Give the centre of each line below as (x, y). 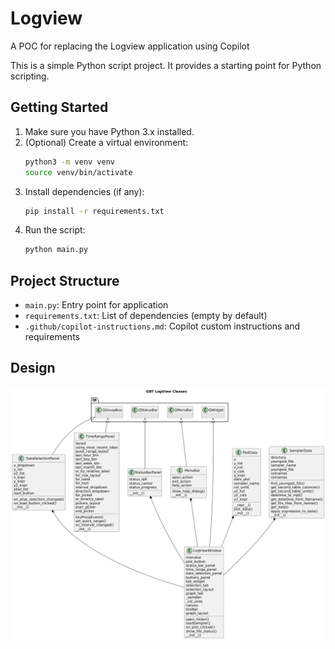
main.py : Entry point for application (96, 305)
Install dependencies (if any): (84, 191)
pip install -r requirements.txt (94, 211)
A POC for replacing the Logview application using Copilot (130, 46)
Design (33, 368)
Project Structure (65, 280)
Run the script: (55, 230)
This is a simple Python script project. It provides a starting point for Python (166, 65)
